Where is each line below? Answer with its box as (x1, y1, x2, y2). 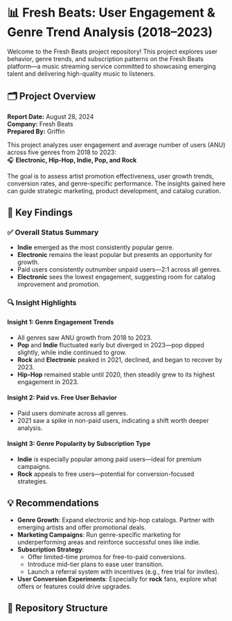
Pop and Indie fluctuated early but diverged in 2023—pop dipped (17, 340, 204, 349)
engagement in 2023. (17, 377, 79, 386)
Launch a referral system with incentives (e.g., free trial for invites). (27, 567, 220, 576)
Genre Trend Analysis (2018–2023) (7, 24, 213, 40)
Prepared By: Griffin (7, 127, 65, 135)
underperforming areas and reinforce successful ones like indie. (17, 538, 201, 546)
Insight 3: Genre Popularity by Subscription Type (7, 440, 151, 448)
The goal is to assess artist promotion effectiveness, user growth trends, (7, 172, 214, 180)
